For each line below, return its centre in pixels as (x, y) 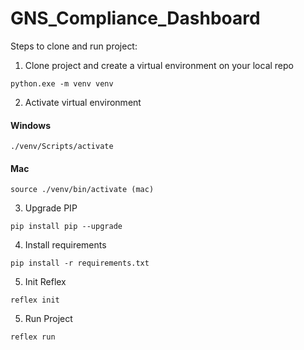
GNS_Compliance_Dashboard (135, 18)
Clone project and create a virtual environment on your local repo (159, 65)
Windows (30, 125)
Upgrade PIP (51, 208)
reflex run (33, 337)
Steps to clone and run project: (74, 46)
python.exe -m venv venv (62, 83)
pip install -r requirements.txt (80, 263)
